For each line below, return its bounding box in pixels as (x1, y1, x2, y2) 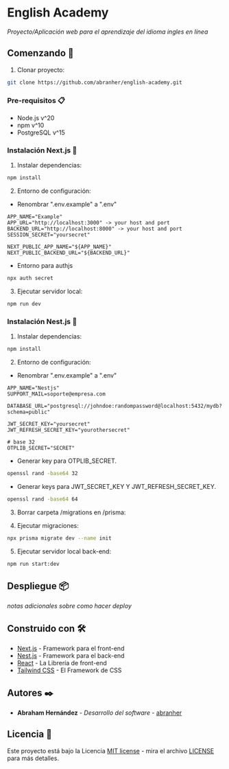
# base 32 (7, 439, 36, 446)
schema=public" (7, 409, 51, 416)
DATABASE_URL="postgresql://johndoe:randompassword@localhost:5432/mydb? (7, 403, 223, 410)
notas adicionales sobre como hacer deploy (7, 602, 132, 610)
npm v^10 (16, 121, 45, 129)
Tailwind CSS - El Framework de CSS (16, 666, 122, 674)
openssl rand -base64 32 (7, 470, 78, 477)
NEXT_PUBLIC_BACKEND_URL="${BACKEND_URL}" (7, 249, 130, 257)
